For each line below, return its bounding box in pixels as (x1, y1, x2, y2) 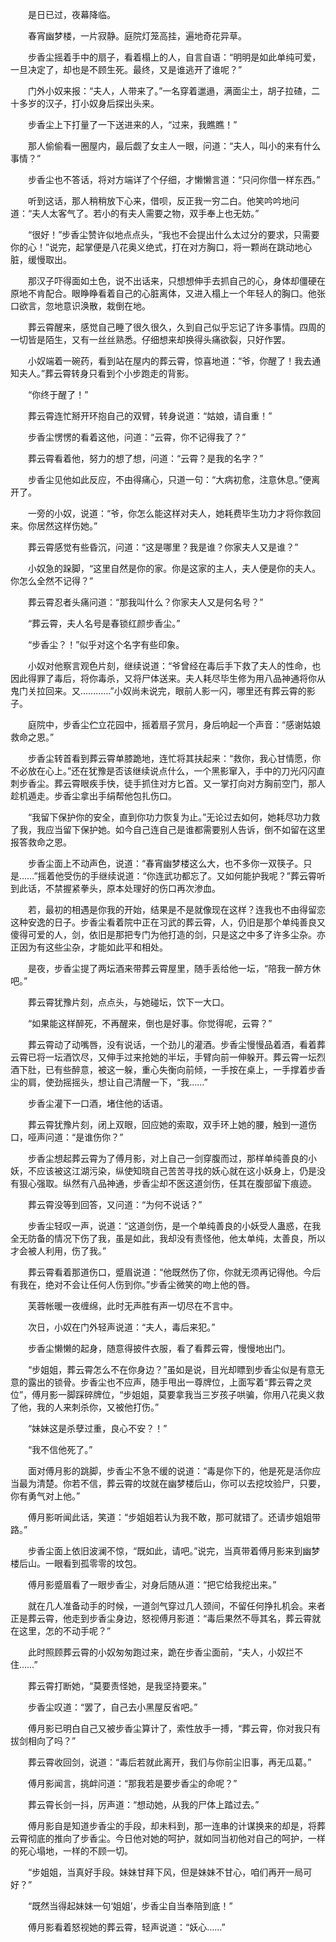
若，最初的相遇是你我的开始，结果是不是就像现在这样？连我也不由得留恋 (27, 904, 326, 915)
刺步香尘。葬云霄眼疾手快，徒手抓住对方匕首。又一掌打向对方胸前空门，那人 (10, 778, 326, 789)
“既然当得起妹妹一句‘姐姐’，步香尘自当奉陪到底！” (27, 1900, 233, 1912)
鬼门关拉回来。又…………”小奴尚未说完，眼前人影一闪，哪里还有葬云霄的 (10, 685, 307, 697)
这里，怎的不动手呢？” (18, 1625, 112, 1637)
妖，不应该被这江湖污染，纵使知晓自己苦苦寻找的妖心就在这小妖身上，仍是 (10, 1165, 317, 1177)
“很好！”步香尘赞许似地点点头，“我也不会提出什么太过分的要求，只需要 (27, 229, 320, 240)
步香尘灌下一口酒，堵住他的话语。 (27, 1098, 168, 1109)
